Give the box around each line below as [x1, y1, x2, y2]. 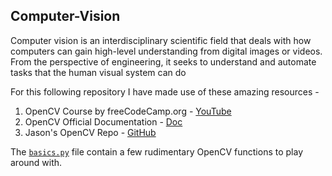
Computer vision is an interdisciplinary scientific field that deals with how [10, 34, 312, 46]
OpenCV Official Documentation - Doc [24, 115, 183, 128]
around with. [10, 156, 63, 168]
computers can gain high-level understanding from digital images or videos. [10, 45, 323, 57]
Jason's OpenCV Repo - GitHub [24, 126, 157, 138]
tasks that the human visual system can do [10, 66, 187, 78]
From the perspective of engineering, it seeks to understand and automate [10, 55, 317, 68]
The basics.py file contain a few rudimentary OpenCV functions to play [10, 145, 304, 158]
